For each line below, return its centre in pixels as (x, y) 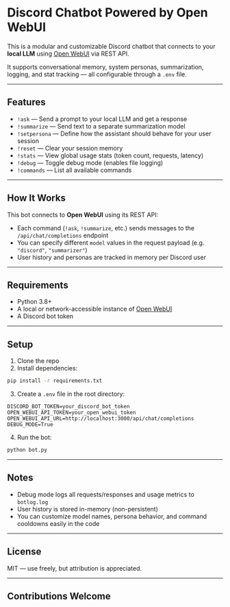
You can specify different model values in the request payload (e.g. (111, 243)
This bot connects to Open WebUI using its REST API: (83, 214)
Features (26, 102)
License (24, 552)
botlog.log (33, 502)
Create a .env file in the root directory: (71, 394)
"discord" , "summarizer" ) (52, 250)
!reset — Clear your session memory (70, 148)
